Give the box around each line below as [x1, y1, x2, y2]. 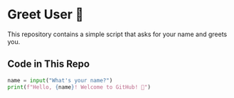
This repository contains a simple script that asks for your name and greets [7, 30, 228, 38]
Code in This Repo [7, 58, 90, 70]
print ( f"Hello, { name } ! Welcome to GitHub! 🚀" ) [7, 83, 151, 91]
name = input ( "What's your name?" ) [7, 77, 113, 84]
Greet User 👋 [7, 6, 84, 23]
